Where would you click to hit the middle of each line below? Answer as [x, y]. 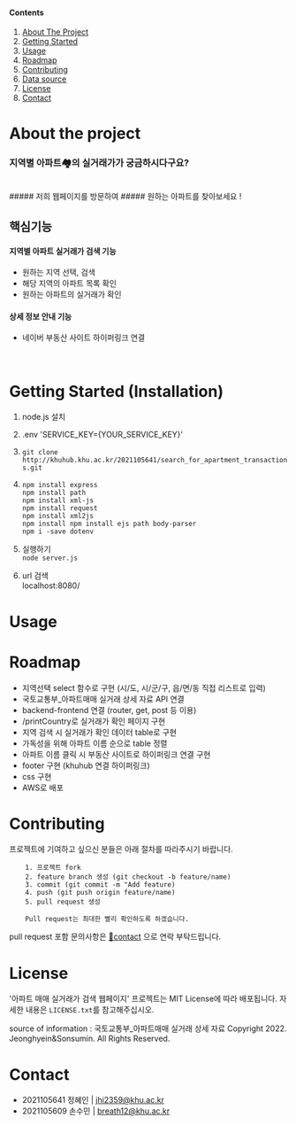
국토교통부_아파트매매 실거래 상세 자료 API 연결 [103, 699]
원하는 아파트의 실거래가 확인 [72, 295]
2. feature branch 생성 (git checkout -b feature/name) [128, 877]
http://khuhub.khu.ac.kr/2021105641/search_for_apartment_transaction [155, 461]
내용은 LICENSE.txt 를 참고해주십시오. [90, 1010]
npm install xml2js [58, 516]
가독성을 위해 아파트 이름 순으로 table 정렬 [95, 743]
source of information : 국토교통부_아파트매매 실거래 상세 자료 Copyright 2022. [148, 1028]
